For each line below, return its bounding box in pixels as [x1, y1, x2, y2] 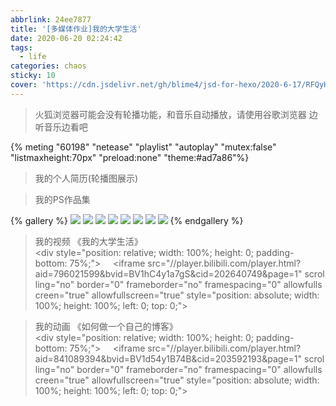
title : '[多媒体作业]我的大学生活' [10, 24, 142, 34]
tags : [10, 42, 33, 53]
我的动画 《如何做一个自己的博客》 [34, 320, 178, 332]
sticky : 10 [10, 71, 56, 81]
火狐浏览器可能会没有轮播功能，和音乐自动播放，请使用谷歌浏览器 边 [34, 108, 318, 120]
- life [19, 52, 47, 62]
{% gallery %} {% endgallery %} [10, 214, 244, 226]
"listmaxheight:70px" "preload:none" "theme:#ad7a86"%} [10, 151, 250, 163]
